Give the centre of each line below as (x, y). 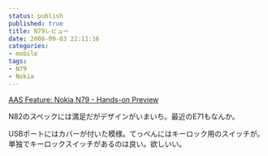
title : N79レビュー (39, 31)
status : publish (36, 16)
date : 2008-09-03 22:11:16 (54, 39)
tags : (17, 62)
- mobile (23, 54)
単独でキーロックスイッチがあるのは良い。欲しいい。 (97, 144)
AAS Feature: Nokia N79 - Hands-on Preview (84, 99)
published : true (36, 24)
